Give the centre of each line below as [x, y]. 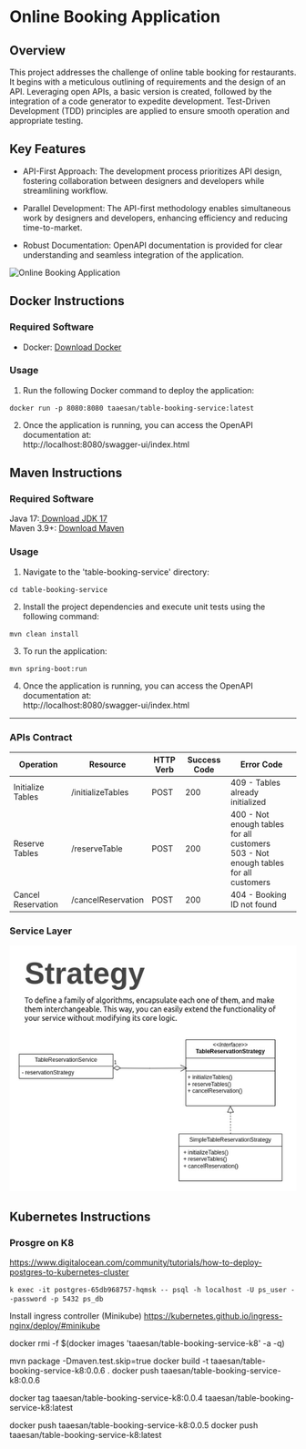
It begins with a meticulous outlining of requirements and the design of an [148, 82]
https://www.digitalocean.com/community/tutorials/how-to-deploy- [136, 1262]
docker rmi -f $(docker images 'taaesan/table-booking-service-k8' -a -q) [147, 1343]
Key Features [48, 149]
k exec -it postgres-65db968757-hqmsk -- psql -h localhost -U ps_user [148, 1291]
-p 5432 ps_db [76, 1300]
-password [28, 1300]
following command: [61, 616]
